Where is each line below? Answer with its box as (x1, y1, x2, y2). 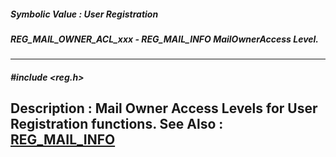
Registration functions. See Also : (10, 116, 224, 133)
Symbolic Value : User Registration (10, 8, 159, 20)
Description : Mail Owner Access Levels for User (10, 100, 318, 117)
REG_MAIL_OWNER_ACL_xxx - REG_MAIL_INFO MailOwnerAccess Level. (10, 33, 320, 45)
